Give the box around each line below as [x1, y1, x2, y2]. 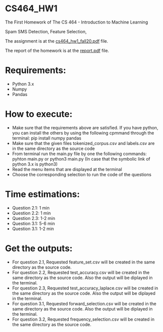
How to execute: [5, 109, 73, 120]
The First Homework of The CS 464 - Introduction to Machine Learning [5, 19, 148, 25]
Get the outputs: [5, 243, 73, 254]
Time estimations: [5, 189, 80, 200]
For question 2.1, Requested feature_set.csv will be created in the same [12, 259, 155, 265]
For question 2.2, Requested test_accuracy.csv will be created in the [12, 269, 150, 275]
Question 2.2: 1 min [12, 210, 51, 216]
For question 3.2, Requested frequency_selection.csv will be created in [12, 316, 155, 322]
